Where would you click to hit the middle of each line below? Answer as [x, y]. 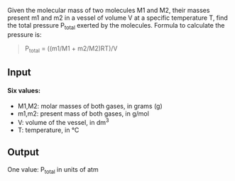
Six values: [24, 90]
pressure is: [24, 34]
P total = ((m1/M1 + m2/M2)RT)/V [71, 49]
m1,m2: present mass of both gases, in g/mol [83, 114]
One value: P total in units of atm [53, 170]
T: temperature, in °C [48, 130]
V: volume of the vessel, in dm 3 [63, 122]
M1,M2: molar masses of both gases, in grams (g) [90, 106]
